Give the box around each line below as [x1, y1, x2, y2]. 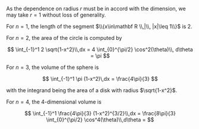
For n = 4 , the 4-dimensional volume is [6, 98, 102, 105]
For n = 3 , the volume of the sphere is [6, 64, 99, 71]
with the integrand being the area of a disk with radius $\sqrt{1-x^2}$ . [6, 87, 178, 94]
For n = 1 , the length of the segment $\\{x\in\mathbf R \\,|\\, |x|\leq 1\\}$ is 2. [6, 23, 192, 30]
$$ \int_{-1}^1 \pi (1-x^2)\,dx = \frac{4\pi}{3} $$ [42, 75, 158, 82]
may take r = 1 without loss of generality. [6, 11, 106, 18]
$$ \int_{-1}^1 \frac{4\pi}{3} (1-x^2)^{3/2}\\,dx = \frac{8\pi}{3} [24, 110, 176, 117]
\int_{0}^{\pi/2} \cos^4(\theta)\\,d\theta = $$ [46, 116, 154, 123]
